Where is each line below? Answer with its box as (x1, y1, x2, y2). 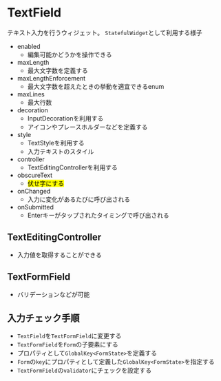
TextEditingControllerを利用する (27, 163, 118, 172)
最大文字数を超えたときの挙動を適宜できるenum (27, 82, 165, 90)
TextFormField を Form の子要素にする (17, 340, 118, 349)
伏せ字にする (27, 179, 64, 187)
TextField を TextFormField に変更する (17, 332, 122, 340)
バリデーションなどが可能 (17, 290, 90, 298)
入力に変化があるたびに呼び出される (27, 195, 131, 203)
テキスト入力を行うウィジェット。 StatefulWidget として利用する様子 (7, 28, 203, 37)
